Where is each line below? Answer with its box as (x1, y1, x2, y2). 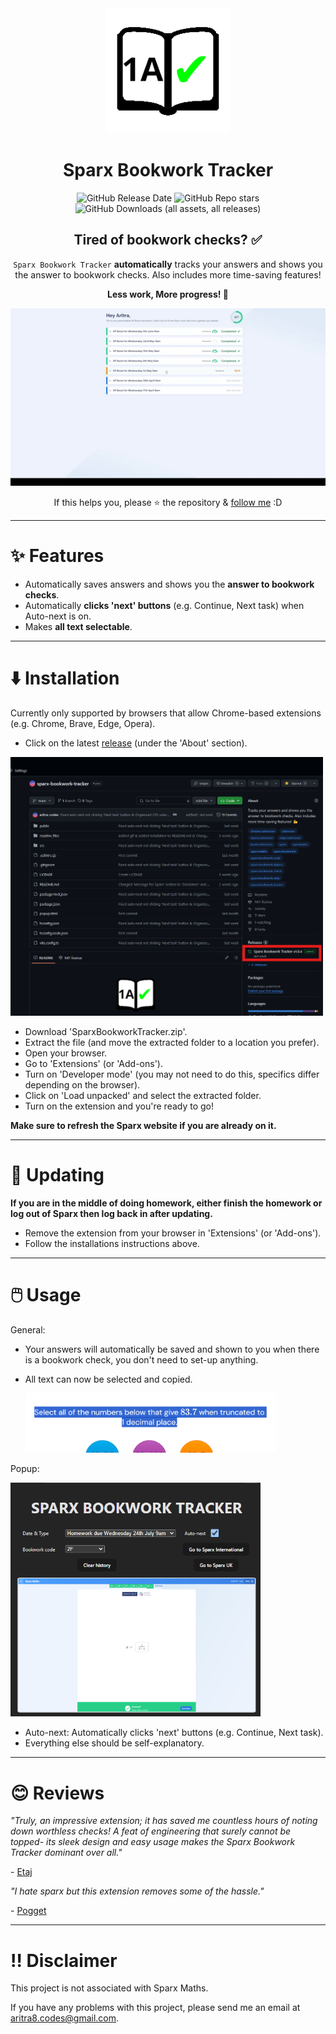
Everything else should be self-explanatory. (24, 1737, 205, 1749)
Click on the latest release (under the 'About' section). (24, 737, 248, 749)
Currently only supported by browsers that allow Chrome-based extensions (10, 707, 322, 719)
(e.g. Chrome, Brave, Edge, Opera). (10, 717, 156, 729)
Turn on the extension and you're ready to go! (24, 1100, 215, 1112)
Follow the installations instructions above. (24, 1238, 200, 1250)
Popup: (10, 1463, 40, 1475)
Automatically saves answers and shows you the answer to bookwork (24, 578, 315, 590)
